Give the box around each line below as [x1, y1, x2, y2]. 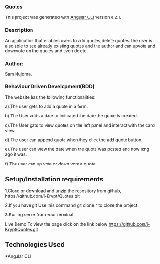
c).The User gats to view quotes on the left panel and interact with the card [5, 122, 155, 128]
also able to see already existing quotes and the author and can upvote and [5, 43, 156, 49]
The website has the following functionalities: [5, 94, 96, 100]
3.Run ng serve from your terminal [5, 212, 74, 217]
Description [5, 27, 33, 33]
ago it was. [5, 151, 27, 157]
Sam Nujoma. [5, 71, 32, 77]
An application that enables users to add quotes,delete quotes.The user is [5, 37, 153, 43]
